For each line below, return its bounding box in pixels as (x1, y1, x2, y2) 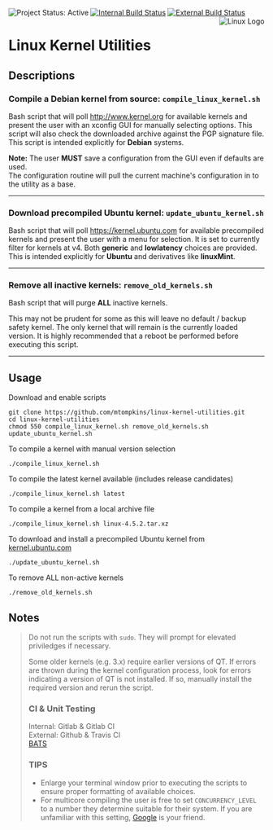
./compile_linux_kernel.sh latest (8, 490, 126, 498)
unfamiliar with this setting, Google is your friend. (40, 812, 206, 822)
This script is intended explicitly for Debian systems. (8, 137, 184, 147)
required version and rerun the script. (28, 683, 154, 692)
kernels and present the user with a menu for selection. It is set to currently (8, 235, 260, 244)
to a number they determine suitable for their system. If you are (40, 803, 253, 814)
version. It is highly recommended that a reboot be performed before (8, 331, 239, 341)
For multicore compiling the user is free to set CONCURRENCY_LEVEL (40, 795, 258, 805)
